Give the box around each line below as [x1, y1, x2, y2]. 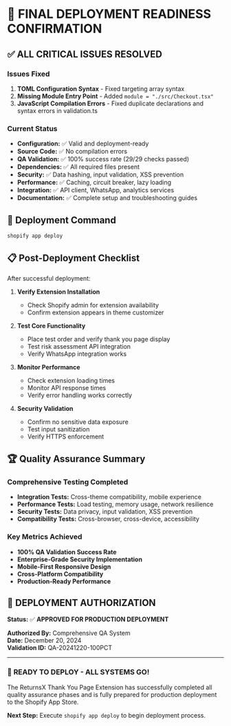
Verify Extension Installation [16, 288, 100, 296]
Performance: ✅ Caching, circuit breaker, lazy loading [16, 179, 172, 187]
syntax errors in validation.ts [16, 106, 98, 114]
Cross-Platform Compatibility [16, 569, 104, 578]
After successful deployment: [7, 274, 91, 282]
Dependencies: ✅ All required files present [16, 163, 140, 171]
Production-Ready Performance [16, 577, 111, 585]
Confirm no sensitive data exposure [27, 417, 129, 426]
